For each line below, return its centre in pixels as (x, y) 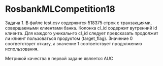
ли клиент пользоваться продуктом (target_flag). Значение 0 (69, 38)
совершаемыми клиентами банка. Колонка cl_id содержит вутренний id (81, 28)
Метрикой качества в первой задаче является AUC (59, 58)
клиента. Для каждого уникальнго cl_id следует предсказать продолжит (82, 33)
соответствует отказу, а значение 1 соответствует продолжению (74, 43)
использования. (22, 49)
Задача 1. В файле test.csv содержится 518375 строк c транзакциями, (79, 23)
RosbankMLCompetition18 (60, 9)
